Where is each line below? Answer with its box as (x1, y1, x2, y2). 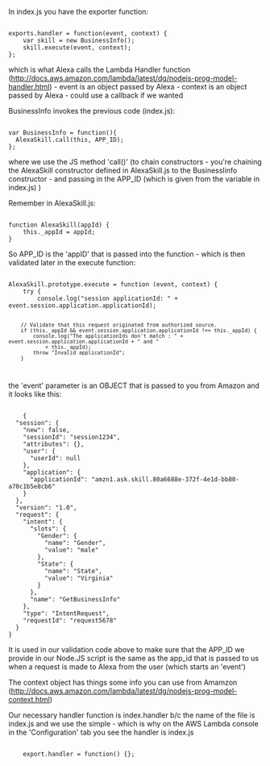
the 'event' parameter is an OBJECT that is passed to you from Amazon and (8, 381, 260, 390)
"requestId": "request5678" (23, 616, 117, 624)
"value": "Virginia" (44, 574, 114, 582)
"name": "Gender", (44, 539, 106, 547)
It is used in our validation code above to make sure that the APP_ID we (8, 644, 245, 654)
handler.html (8, 82, 50, 91)
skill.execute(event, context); (23, 44, 131, 52)
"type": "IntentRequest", (23, 609, 110, 618)
